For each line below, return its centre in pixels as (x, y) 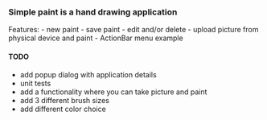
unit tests (35, 83)
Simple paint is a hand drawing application (93, 12)
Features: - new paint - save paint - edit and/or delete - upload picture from (133, 30)
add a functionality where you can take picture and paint (113, 92)
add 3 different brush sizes (65, 100)
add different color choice (63, 109)
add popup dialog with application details (88, 74)
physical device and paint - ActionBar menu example (96, 38)
